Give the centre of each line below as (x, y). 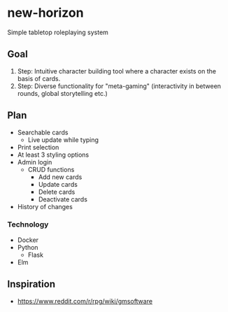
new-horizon (45, 13)
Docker (28, 240)
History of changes (45, 206)
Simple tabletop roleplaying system (58, 32)
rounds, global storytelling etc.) (63, 93)
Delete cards (57, 192)
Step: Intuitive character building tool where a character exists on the (117, 71)
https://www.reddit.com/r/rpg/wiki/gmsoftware (85, 301)
